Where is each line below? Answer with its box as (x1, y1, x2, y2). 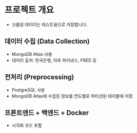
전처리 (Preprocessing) (4, 73, 74, 81)
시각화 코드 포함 (11, 123, 42, 129)
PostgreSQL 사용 (11, 87, 45, 93)
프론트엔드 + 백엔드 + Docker (4, 109, 89, 117)
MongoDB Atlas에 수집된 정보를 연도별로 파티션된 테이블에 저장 (11, 93, 133, 99)
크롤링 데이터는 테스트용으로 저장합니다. (11, 22, 88, 27)
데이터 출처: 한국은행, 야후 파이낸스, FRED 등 (11, 57, 97, 63)
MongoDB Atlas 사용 (11, 51, 52, 57)
